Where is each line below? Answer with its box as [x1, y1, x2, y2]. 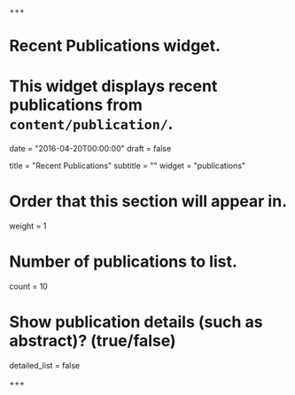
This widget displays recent [9, 76, 218, 97]
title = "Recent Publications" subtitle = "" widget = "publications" [9, 160, 246, 171]
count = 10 [9, 281, 49, 291]
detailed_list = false [9, 360, 81, 370]
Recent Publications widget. [9, 36, 221, 56]
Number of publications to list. [9, 252, 237, 272]
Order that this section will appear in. [9, 191, 288, 212]
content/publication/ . [9, 114, 174, 134]
